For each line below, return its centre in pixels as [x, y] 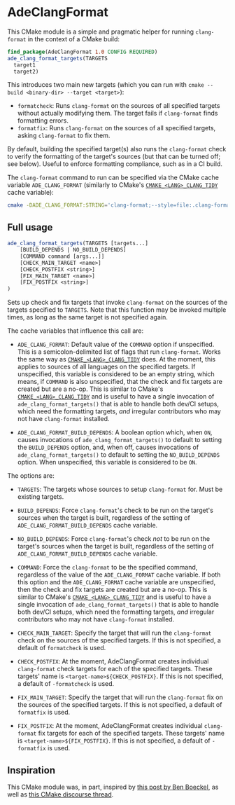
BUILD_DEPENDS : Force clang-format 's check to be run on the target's [115, 510]
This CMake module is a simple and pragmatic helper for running [101, 32]
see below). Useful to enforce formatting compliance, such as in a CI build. [115, 164]
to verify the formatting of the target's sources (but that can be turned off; [114, 157]
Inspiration [31, 770]
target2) [26, 71]
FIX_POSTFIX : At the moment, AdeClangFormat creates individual [110, 726]
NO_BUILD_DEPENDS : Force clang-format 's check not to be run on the [114, 539]
